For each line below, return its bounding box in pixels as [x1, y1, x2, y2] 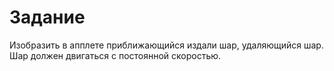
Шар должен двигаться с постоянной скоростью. [9, 49, 222, 61]
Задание [9, 6, 86, 29]
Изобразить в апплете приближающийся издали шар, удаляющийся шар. [9, 39, 324, 51]
